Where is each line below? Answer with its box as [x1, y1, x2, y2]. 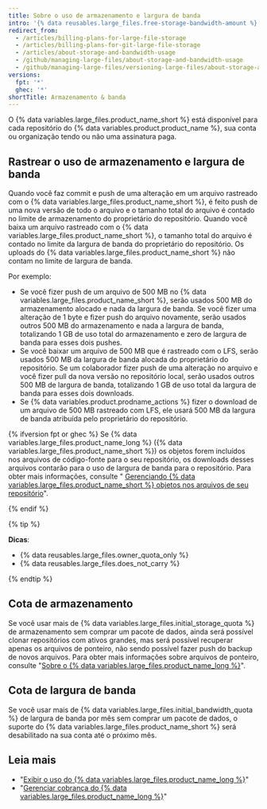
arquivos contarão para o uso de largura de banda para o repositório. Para [8, 463, 252, 473]
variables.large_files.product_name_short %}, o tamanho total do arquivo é [8, 231, 253, 240]
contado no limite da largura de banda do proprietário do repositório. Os [8, 240, 245, 249]
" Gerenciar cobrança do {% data [19, 783, 127, 792]
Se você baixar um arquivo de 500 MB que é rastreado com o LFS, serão [19, 346, 258, 356]
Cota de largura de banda [8, 684, 137, 698]
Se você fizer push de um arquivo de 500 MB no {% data [19, 287, 207, 297]
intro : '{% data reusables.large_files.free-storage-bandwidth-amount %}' [8, 19, 261, 27]
